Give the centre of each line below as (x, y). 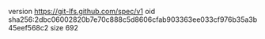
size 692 (64, 28)
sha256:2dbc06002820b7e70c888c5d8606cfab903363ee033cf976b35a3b (133, 19)
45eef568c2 (28, 28)
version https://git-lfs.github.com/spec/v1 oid (82, 11)
